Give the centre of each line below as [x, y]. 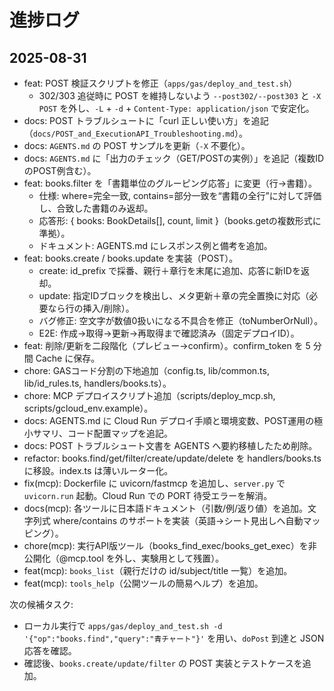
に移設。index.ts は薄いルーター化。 [98, 470]
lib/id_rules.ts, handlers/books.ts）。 [97, 383]
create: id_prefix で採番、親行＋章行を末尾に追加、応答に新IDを [169, 270]
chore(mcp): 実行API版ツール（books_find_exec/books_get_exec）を [166, 545]
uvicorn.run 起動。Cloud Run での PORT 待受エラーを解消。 [148, 495]
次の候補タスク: [41, 604]
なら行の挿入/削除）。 [91, 308]
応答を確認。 [50, 650]
